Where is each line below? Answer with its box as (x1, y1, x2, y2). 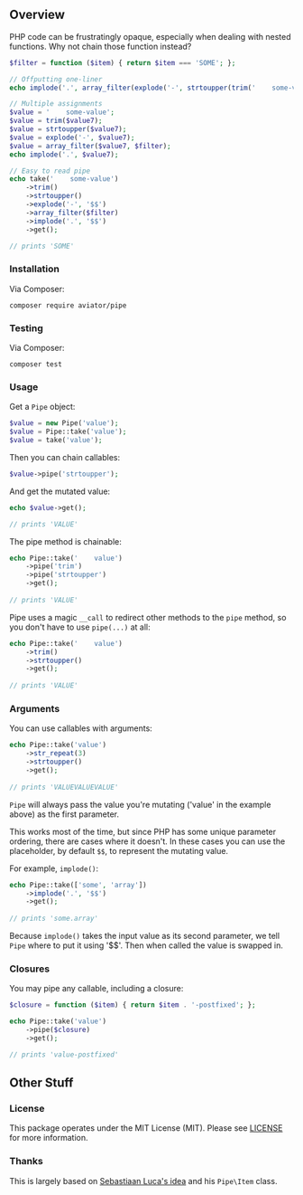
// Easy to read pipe (9, 166, 91, 175)
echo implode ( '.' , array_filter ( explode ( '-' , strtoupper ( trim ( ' (9, 83, 256, 92)
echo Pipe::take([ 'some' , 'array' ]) (9, 880, 147, 889)
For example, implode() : (9, 863, 99, 874)
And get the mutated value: (9, 486, 111, 497)
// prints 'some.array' (9, 914, 99, 924)
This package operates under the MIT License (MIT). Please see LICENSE (9, 1123, 283, 1133)
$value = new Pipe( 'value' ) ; (9, 419, 119, 428)
